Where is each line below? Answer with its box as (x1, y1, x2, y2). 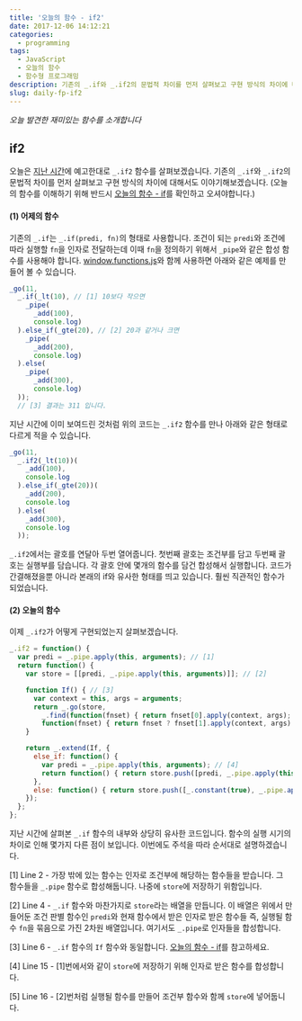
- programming (17, 38, 70, 48)
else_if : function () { (32, 752, 119, 761)
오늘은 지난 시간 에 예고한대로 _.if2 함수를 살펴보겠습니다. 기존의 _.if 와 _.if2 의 (9, 166, 291, 176)
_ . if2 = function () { (9, 644, 91, 653)
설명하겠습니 (243, 839, 288, 850)
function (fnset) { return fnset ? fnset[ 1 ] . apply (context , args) (41, 719, 292, 729)
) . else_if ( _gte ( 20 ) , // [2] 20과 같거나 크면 (17, 326, 180, 335)
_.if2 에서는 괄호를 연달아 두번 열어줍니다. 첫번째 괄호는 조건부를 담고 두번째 (9, 549, 277, 560)
